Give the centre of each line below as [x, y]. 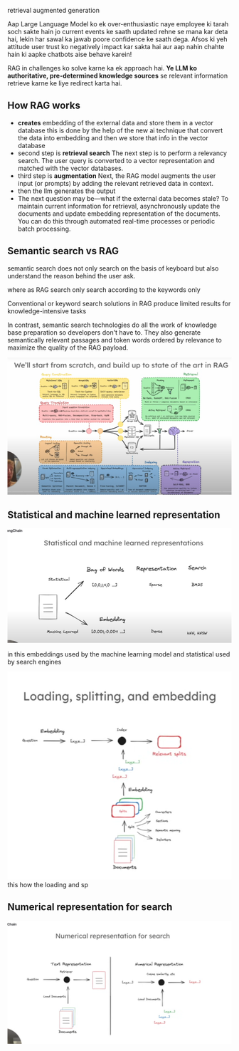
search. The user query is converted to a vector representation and [116, 160]
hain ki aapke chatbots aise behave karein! [70, 54]
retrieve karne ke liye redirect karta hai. [65, 83]
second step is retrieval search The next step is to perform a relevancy [122, 153]
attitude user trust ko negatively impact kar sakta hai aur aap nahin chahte [116, 47]
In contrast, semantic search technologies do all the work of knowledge [112, 325]
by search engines [34, 662]
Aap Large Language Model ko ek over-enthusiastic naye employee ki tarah [118, 24]
